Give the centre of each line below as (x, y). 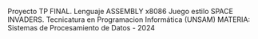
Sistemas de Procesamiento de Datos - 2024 (81, 28)
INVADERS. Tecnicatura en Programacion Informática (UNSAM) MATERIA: (129, 19)
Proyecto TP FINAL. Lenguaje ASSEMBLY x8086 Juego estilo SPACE (120, 11)
